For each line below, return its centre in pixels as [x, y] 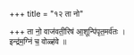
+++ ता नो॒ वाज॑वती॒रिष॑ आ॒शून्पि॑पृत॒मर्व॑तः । [68, 31]
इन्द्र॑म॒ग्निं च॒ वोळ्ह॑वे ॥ [38, 41]
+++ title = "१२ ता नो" [46, 14]
